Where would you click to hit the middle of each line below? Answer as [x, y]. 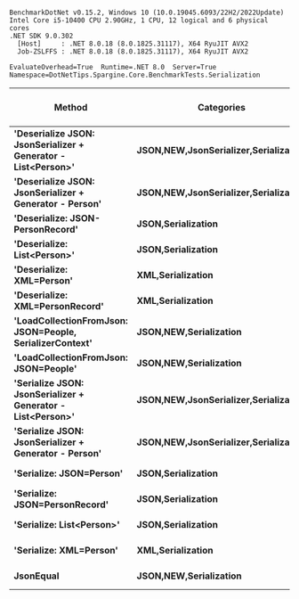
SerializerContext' [53, 343]
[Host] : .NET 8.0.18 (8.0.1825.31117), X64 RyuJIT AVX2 [133, 44]
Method [71, 107]
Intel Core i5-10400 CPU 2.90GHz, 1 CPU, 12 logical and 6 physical [139, 21]
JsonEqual [36, 576]
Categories [222, 107]
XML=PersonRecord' [59, 306]
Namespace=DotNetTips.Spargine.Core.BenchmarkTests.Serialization [135, 75]
